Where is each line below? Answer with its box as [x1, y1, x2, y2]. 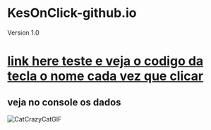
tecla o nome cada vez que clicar [7, 69, 203, 84]
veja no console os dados [7, 96, 121, 108]
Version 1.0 [7, 28, 40, 37]
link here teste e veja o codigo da [7, 53, 204, 69]
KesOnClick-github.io [7, 5, 137, 21]
